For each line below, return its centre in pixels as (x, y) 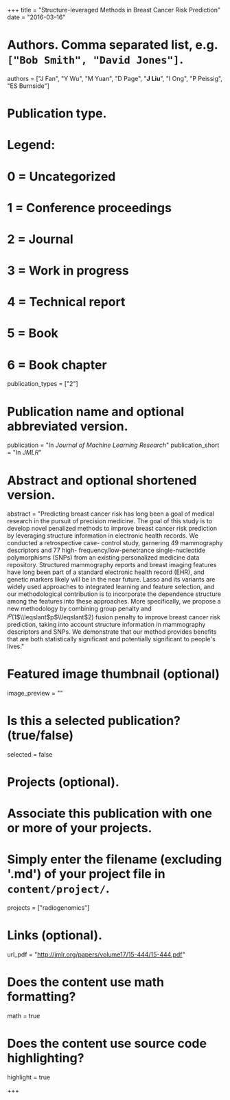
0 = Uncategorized (61, 176)
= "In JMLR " (24, 452)
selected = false (30, 754)
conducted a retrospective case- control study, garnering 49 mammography (115, 543)
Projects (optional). (64, 782)
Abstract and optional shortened (102, 480)
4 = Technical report (66, 302)
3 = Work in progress (68, 271)
